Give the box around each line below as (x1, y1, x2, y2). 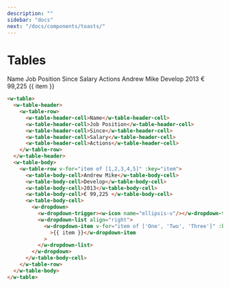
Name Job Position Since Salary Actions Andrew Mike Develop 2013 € (7, 75, 205, 83)
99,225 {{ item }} (7, 82, 55, 90)
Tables (7, 52, 47, 68)
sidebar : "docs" (7, 16, 53, 23)
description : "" (7, 10, 53, 17)
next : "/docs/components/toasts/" (7, 23, 106, 29)
